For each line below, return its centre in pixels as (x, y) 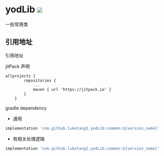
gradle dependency (26, 108)
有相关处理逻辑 (29, 139)
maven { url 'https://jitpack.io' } (72, 89)
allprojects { (21, 76)
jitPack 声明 (17, 66)
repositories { (40, 81)
